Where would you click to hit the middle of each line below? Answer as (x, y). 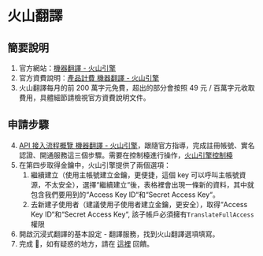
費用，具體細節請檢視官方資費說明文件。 (84, 98)
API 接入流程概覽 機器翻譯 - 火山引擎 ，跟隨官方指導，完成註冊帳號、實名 (137, 145)
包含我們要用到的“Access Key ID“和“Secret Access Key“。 (125, 195)
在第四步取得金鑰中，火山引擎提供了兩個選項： (94, 165)
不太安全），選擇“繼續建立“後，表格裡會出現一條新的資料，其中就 (149, 184)
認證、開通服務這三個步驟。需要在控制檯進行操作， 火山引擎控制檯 (126, 155)
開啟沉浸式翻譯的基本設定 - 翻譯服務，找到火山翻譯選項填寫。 (119, 234)
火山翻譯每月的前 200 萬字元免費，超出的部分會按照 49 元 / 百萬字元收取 (137, 88)
